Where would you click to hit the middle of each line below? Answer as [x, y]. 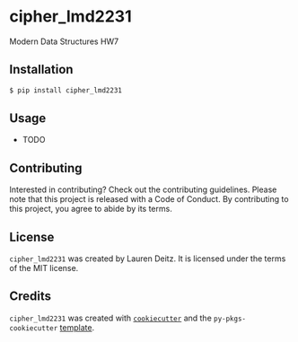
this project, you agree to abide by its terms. [91, 209]
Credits [31, 297]
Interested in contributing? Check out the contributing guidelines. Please [143, 189]
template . [77, 327]
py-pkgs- [230, 319]
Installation [41, 70]
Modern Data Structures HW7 [64, 41]
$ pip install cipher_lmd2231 [66, 90]
